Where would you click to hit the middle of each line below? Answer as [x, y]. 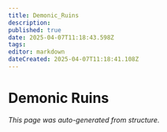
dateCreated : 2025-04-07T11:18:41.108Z [74, 60]
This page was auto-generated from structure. [84, 119]
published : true [35, 30]
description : [30, 23]
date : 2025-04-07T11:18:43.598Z [61, 37]
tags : [17, 45]
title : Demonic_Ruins [44, 15]
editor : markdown [37, 52]
